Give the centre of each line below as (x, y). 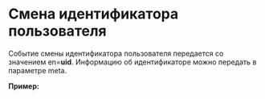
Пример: (24, 86)
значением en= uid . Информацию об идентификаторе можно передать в (132, 62)
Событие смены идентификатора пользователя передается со (116, 53)
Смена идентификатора (94, 14)
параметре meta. (37, 70)
